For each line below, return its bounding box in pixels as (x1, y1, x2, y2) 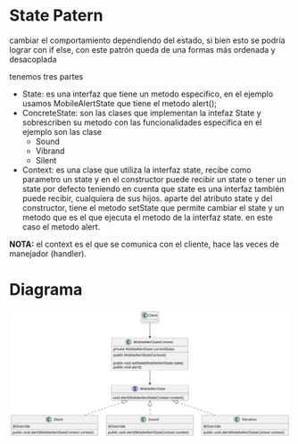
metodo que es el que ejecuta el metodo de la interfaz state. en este (21, 212, 274, 222)
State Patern (9, 5, 104, 26)
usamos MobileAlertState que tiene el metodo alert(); (21, 97, 217, 108)
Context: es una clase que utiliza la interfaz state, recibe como (21, 164, 252, 175)
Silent (35, 155, 57, 165)
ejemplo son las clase (21, 126, 103, 137)
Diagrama (9, 280, 83, 300)
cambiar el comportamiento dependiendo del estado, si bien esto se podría (9, 35, 286, 46)
